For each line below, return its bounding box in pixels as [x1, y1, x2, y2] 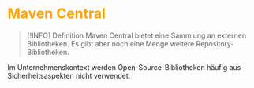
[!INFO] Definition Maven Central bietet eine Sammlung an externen [26, 31, 246, 40]
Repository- [196, 38, 234, 48]
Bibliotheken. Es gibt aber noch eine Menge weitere [26, 38, 195, 48]
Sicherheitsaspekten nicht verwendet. [7, 71, 131, 80]
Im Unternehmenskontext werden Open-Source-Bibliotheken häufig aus [7, 62, 241, 71]
